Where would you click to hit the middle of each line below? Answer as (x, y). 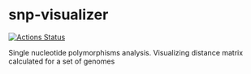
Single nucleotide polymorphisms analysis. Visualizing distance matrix (126, 52)
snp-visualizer (58, 15)
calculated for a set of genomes (62, 61)
